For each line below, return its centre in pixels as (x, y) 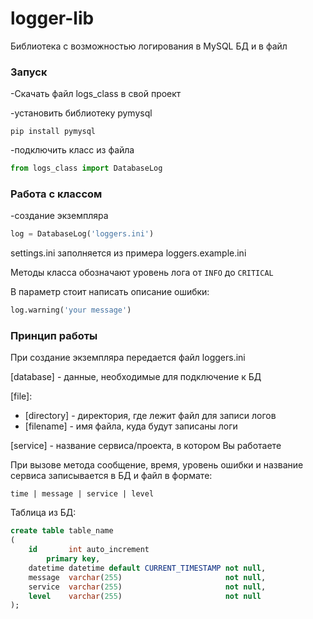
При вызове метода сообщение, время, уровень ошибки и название (157, 465)
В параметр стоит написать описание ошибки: (110, 292)
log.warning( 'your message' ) (71, 310)
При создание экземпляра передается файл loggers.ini (128, 358)
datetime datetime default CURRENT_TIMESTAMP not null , (147, 568)
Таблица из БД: (43, 513)
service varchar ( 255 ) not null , (147, 587)
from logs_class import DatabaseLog (86, 168)
